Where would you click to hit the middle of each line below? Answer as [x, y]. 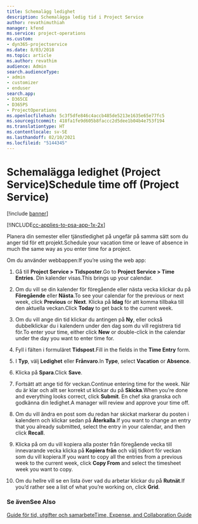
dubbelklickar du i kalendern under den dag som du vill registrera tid [98, 326]
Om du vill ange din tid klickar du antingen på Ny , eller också [89, 319]
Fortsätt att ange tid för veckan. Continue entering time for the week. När [103, 384]
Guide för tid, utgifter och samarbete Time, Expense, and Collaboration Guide [99, 515]
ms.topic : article [29, 55]
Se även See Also [31, 502]
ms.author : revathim [32, 61]
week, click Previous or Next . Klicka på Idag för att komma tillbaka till [99, 301]
